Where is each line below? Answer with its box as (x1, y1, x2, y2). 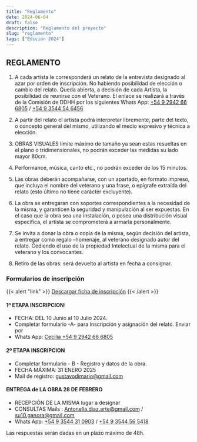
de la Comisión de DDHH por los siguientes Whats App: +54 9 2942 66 (14, 98, 187, 105)
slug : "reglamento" (6, 31, 54, 37)
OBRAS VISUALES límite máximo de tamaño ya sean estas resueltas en (14, 140, 187, 147)
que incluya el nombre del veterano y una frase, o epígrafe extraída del (14, 182, 187, 189)
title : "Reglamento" (6, 8, 57, 15)
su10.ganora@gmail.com (14, 411, 75, 418)
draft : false (6, 19, 38, 25)
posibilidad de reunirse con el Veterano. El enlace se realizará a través (14, 92, 185, 99)
